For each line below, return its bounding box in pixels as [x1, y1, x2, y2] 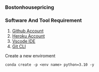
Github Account [12, 28, 44, 34]
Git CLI [12, 43, 26, 50]
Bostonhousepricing [5, 4, 54, 11]
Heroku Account [12, 33, 45, 39]
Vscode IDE [12, 38, 35, 44]
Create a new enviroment [5, 53, 56, 59]
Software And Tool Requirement [5, 17, 82, 23]
